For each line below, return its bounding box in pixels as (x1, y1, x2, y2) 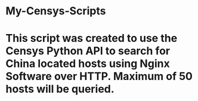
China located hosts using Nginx (5, 57, 171, 71)
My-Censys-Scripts (5, 4, 106, 18)
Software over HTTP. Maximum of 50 (5, 70, 193, 83)
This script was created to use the (5, 32, 178, 45)
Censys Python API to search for (5, 44, 171, 58)
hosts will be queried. (5, 82, 115, 96)
